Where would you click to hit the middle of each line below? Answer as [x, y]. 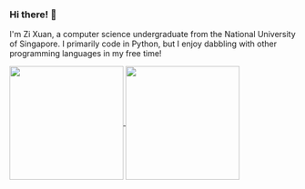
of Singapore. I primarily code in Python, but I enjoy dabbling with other [143, 44]
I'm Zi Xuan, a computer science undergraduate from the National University [152, 35]
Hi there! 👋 [33, 15]
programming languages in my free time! [86, 54]
